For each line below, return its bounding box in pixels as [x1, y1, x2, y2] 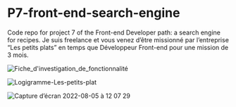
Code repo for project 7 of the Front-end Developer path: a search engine [7, 28, 221, 37]
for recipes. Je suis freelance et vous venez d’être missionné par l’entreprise [7, 35, 229, 44]
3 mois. [7, 51, 30, 59]
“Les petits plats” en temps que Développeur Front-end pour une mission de [7, 43, 229, 51]
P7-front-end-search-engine [7, 5, 180, 21]
